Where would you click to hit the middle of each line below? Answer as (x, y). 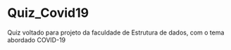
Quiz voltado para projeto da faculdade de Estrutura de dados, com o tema (116, 32)
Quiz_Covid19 (48, 13)
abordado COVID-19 (37, 39)
